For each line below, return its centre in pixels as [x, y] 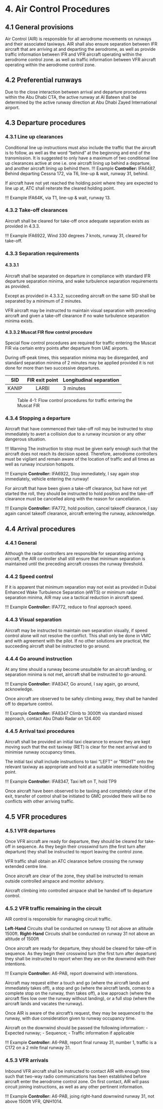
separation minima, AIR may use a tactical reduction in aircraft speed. [75, 598]
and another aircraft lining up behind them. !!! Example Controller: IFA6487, [80, 168]
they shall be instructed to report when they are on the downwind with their [81, 959]
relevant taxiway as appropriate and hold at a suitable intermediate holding [80, 767]
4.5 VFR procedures [36, 817]
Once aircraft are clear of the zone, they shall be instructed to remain [74, 876]
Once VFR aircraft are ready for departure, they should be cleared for [74, 841]
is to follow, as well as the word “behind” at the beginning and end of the [78, 153]
